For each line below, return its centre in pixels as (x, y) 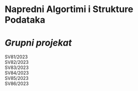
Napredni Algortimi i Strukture (69, 9)
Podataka (25, 20)
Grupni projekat (38, 43)
